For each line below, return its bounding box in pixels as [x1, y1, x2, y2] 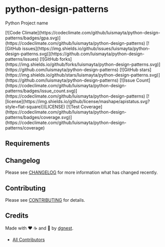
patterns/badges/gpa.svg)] [5, 35, 61, 41]
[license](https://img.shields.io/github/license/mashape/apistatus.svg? [5, 98, 150, 104]
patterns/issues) [5, 56, 39, 62]
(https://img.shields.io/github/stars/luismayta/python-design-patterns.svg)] [5, 72, 161, 78]
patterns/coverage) [5, 124, 45, 130]
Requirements [5, 139, 50, 148]
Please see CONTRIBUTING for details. [5, 197, 86, 203]
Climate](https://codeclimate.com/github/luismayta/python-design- [21, 29, 161, 35]
